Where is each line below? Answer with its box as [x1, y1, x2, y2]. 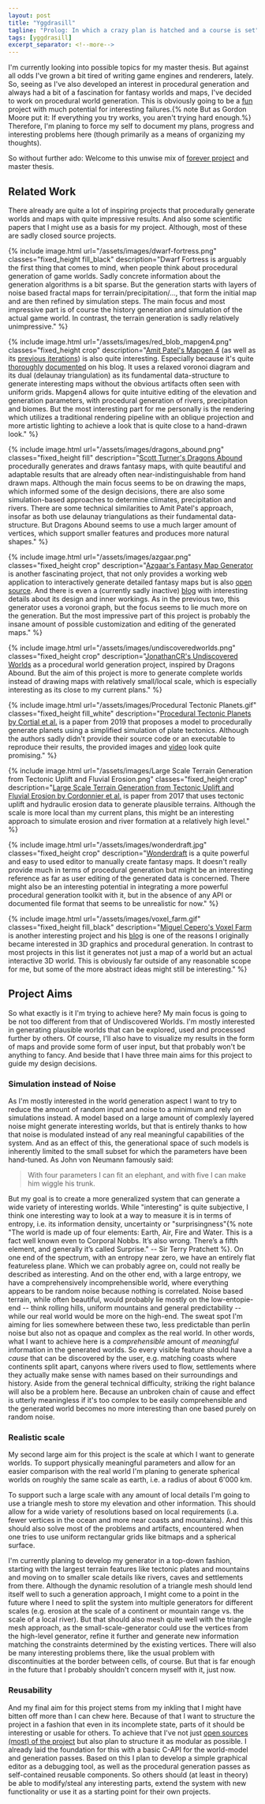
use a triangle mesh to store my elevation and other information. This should [8, 1498, 256, 1509]
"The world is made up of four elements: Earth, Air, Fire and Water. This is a [8, 1227, 253, 1237]
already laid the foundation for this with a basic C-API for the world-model [8, 1745, 248, 1754]
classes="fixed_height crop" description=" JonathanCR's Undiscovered [8, 651, 238, 660]
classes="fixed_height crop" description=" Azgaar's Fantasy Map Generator [8, 560, 254, 569]
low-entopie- [211, 1295, 254, 1304]
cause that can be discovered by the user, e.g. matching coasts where [8, 1354, 237, 1363]
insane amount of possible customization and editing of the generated [8, 619, 237, 629]
